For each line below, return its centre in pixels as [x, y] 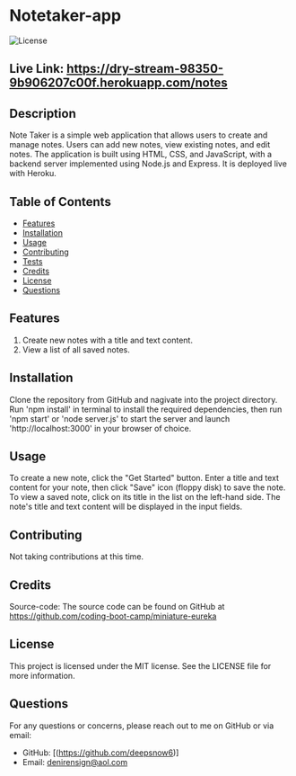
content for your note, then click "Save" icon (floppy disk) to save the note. [148, 487]
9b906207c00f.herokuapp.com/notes [118, 83]
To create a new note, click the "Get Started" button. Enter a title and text [144, 478]
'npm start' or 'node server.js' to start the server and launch [120, 418]
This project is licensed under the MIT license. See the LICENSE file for [140, 665]
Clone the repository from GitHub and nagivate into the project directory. [144, 399]
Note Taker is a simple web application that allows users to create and [139, 135]
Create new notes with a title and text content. [107, 340]
